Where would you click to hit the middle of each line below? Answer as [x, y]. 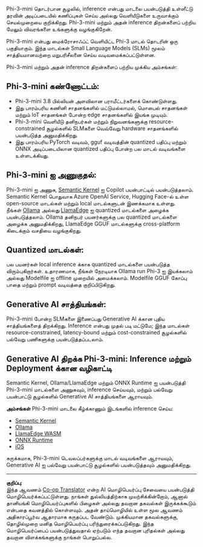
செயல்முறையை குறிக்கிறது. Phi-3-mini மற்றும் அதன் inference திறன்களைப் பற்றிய [101, 22]
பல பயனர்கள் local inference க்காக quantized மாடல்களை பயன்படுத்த [88, 264]
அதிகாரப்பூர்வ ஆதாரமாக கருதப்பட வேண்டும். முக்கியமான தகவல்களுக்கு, [92, 517]
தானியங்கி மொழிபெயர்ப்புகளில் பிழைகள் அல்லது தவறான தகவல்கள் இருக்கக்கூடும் [101, 503]
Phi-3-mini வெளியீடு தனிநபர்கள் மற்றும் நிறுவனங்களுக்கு [81, 121]
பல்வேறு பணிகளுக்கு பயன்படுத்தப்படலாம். [55, 339]
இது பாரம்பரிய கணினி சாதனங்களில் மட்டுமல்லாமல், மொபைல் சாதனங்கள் [101, 108]
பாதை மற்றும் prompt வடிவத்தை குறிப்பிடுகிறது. [61, 285]
